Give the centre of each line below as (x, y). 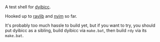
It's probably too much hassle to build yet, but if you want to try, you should (80, 25)
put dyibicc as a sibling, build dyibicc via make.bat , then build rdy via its (76, 30)
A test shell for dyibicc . (28, 7)
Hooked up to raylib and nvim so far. (41, 16)
